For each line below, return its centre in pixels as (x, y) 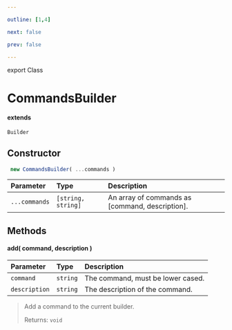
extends (19, 117)
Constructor (34, 154)
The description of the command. (138, 289)
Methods (27, 231)
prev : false (24, 45)
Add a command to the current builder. (79, 307)
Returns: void (43, 320)
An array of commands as (150, 197)
